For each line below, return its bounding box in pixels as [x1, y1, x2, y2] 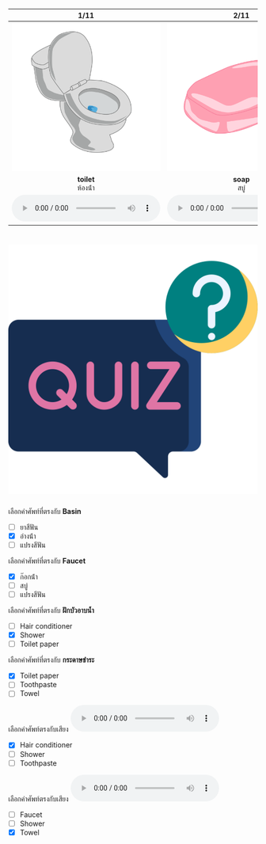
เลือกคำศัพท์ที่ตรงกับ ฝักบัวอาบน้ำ [8, 606, 95, 615]
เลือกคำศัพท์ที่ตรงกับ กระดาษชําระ [8, 655, 95, 665]
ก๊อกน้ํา [19, 572, 38, 581]
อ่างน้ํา [19, 531, 36, 541]
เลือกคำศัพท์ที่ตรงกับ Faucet [8, 556, 86, 565]
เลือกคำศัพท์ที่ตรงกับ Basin [8, 506, 82, 515]
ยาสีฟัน [19, 522, 39, 531]
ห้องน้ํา [77, 183, 95, 192]
